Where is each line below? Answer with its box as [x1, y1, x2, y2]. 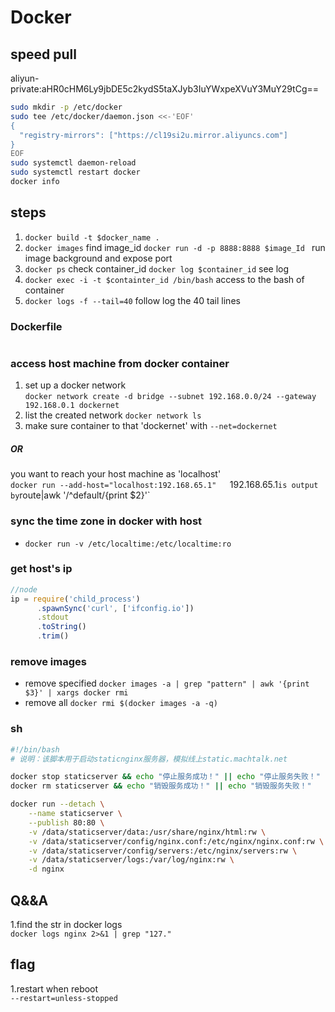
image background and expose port [24, 252, 173, 264]
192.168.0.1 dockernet [24, 401, 120, 411]
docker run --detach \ [10, 799, 105, 810]
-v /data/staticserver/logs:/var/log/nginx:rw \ [28, 855, 235, 865]
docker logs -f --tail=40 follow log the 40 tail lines [24, 294, 241, 306]
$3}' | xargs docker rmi [24, 688, 129, 698]
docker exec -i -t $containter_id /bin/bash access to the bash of [24, 273, 305, 285]
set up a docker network [24, 379, 127, 391]
